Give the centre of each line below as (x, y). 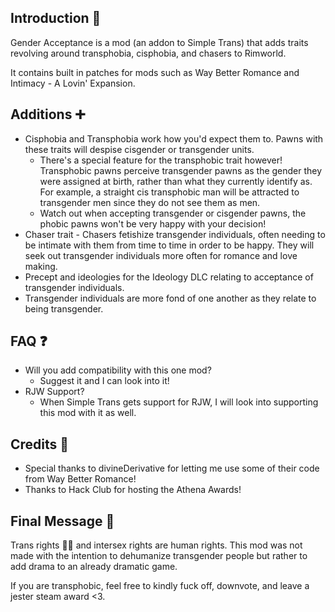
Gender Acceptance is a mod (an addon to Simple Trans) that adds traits (159, 42)
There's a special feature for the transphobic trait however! (161, 160)
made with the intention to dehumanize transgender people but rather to (159, 556)
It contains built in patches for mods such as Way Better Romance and (155, 72)
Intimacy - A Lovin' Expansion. (73, 83)
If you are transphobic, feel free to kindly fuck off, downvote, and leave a (160, 586)
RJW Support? (54, 392)
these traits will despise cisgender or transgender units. (139, 149)
